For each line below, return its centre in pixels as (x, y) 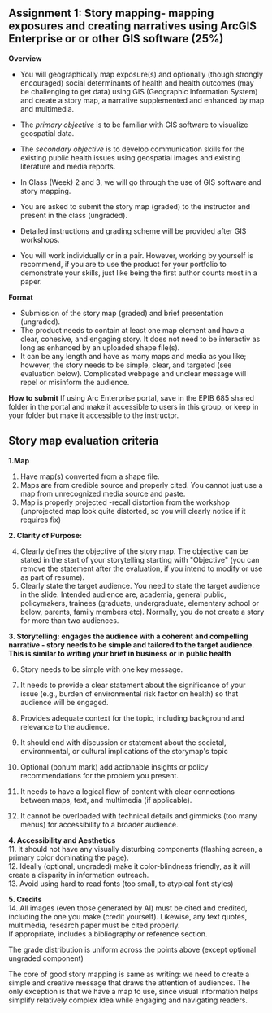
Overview (25, 58)
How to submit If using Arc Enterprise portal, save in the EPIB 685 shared (131, 397)
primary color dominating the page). (69, 857)
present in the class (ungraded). (74, 215)
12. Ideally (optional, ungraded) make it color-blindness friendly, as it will (130, 866)
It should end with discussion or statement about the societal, (123, 742)
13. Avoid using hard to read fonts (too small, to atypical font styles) (121, 884)
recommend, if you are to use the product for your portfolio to (123, 264)
